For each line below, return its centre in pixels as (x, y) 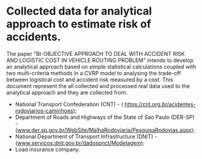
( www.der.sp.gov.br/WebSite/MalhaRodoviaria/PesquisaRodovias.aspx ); (105, 130)
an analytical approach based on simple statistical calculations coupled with (101, 66)
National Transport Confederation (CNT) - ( (69, 104)
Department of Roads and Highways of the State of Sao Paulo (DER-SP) (105, 117)
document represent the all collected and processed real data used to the (98, 86)
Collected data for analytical (79, 11)
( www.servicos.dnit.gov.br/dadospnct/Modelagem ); (80, 143)
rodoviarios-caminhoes (44, 110)
